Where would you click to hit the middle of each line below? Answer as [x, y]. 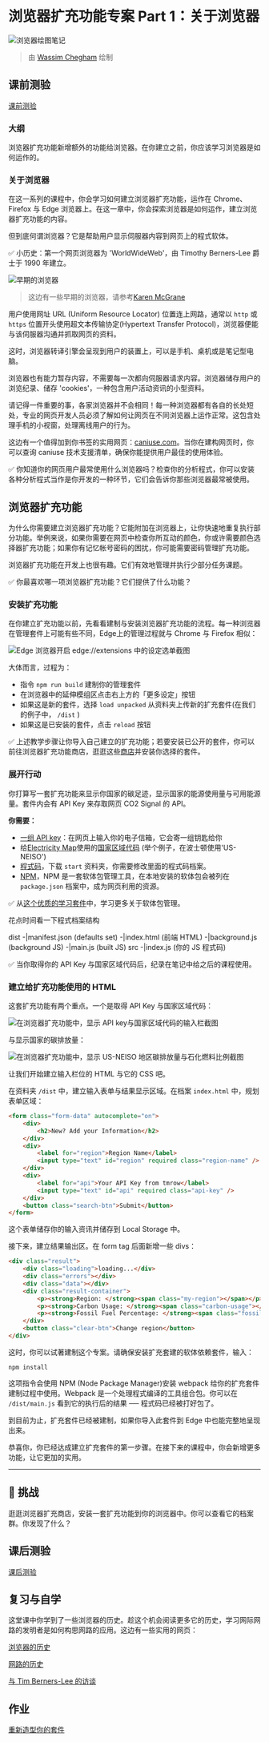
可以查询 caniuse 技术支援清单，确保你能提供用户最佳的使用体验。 [118, 453]
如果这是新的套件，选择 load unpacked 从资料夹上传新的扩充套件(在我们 [138, 705]
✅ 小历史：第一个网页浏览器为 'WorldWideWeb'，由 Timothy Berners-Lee [129, 253]
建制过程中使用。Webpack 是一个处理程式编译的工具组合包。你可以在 [123, 1393]
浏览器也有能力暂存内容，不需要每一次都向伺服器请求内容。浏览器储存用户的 [134, 378]
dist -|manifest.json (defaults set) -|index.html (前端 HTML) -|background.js [133, 937]
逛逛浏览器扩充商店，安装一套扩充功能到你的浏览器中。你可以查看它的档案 [131, 1513]
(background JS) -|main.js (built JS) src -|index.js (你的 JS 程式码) [117, 947]
